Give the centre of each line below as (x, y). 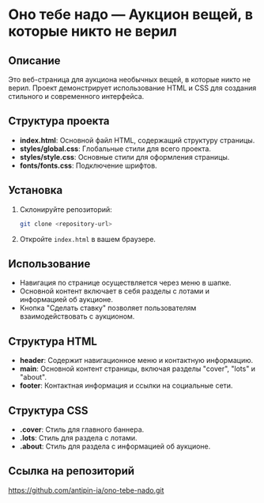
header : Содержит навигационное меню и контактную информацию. (136, 361)
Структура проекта (59, 121)
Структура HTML (53, 341)
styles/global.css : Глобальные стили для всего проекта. (115, 149)
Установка (36, 190)
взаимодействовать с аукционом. (77, 316)
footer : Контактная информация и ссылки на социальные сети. (126, 386)
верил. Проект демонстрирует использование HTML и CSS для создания (132, 88)
